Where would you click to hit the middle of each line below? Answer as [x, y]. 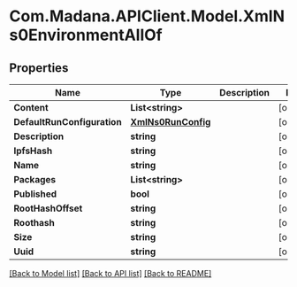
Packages [35, 179]
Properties [39, 68]
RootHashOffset [48, 208]
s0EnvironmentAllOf [86, 35]
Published [35, 194]
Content [31, 108]
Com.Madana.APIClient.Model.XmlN [147, 16]
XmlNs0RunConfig [171, 122]
